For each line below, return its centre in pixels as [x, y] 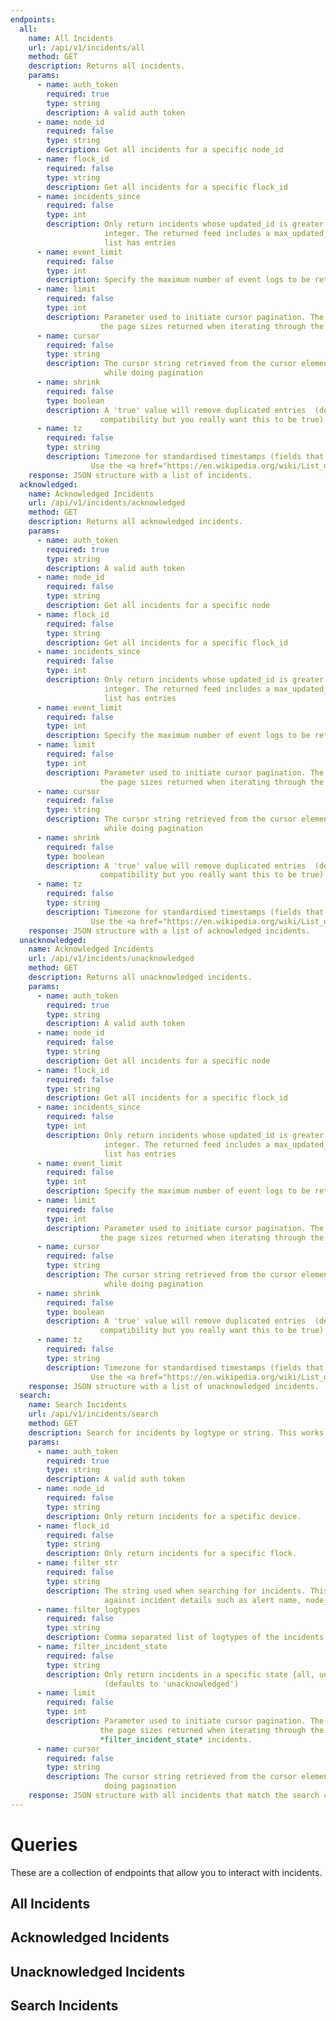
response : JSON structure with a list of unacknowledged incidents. [174, 1386]
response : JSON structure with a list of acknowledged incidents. [169, 931]
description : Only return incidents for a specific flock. [172, 1554]
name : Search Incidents [78, 1405]
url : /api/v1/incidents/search [93, 1414]
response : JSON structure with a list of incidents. [140, 475]
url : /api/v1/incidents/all [86, 47]
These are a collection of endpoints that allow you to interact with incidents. [166, 1872]
